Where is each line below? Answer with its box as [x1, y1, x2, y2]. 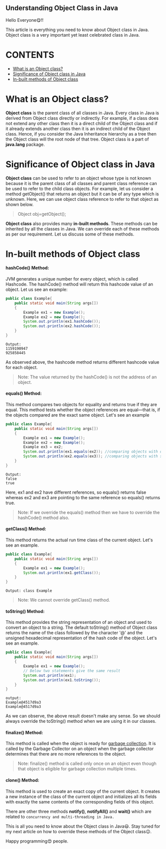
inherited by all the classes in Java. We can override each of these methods [5, 226, 160, 232]
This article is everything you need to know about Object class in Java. [5, 27, 149, 33]
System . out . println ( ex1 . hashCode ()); [23, 319, 100, 324]
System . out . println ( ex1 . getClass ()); [23, 570, 100, 575]
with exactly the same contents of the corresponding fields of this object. [5, 799, 154, 804]
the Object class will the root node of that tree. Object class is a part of [5, 136, 149, 142]
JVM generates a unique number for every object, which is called [5, 276, 138, 282]
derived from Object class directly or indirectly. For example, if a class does [5, 115, 159, 121]
